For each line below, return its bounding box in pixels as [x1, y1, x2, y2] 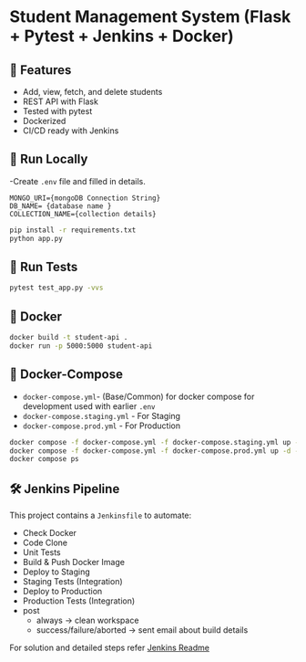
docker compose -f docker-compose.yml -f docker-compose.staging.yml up [9, 437, 291, 447]
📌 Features [9, 62, 72, 78]
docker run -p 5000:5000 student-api [9, 341, 153, 351]
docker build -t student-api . [9, 333, 128, 342]
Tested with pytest [22, 106, 93, 116]
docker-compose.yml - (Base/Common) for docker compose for [22, 391, 255, 402]
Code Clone [22, 537, 68, 549]
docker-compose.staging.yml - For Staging [22, 410, 180, 421]
